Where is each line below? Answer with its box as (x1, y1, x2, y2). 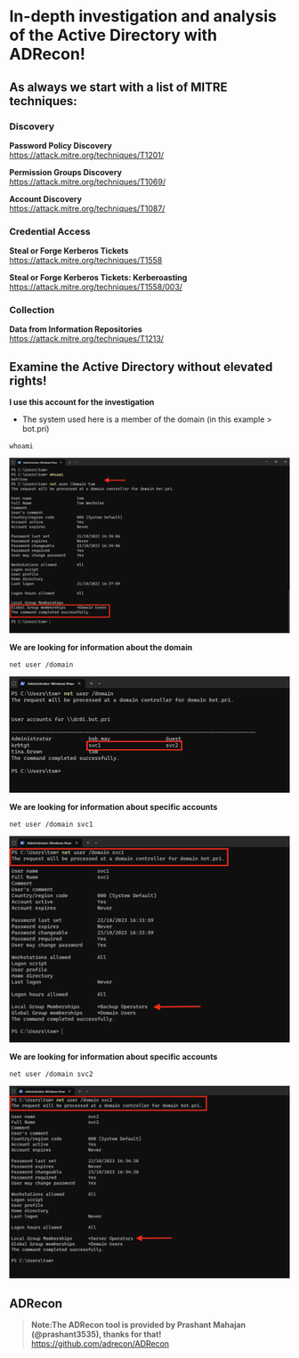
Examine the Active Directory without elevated (9, 359, 273, 375)
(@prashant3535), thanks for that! (30, 1329, 162, 1340)
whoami (9, 442, 34, 451)
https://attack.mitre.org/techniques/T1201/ (9, 150, 165, 160)
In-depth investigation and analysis (9, 6, 278, 27)
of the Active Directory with (9, 25, 218, 45)
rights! (9, 373, 47, 388)
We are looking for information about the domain (9, 642, 193, 652)
